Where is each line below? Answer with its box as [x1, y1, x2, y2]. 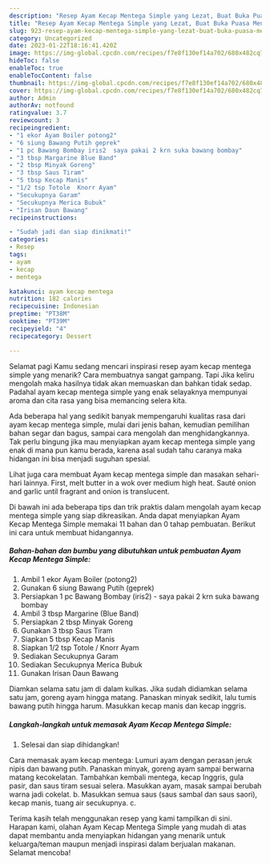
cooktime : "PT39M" [9, 317, 71, 326]
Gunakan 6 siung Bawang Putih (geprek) [20, 584, 155, 593]
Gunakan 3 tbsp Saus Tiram [20, 626, 113, 636]
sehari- [236, 469, 260, 479]
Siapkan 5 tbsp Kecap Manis [20, 634, 115, 644]
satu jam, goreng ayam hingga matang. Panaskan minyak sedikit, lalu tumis [9, 693, 257, 702]
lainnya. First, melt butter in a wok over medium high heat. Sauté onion [23, 477, 256, 487]
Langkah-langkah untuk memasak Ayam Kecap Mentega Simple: [9, 720, 232, 730]
